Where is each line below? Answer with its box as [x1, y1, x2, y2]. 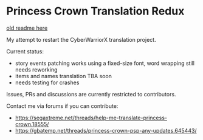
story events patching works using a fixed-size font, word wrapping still [15, 59, 194, 67]
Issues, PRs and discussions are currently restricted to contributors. [6, 90, 176, 98]
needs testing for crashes [15, 79, 80, 86]
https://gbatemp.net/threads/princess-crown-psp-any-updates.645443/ [15, 127, 197, 134]
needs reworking [15, 65, 58, 73]
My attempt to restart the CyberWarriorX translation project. [6, 36, 156, 43]
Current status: [6, 47, 44, 55]
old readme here [6, 24, 48, 32]
